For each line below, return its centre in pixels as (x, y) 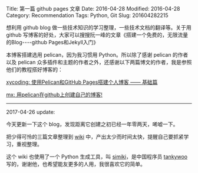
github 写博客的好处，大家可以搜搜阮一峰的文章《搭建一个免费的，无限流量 (97, 35)
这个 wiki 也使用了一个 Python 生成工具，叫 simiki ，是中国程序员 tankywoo (97, 156)
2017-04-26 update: (31, 112)
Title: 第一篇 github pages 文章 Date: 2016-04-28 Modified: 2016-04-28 (93, 9)
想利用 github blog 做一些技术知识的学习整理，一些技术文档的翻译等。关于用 (99, 27)
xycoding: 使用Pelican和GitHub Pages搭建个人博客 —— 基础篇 (82, 82)
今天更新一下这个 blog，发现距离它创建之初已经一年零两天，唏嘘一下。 (92, 124)
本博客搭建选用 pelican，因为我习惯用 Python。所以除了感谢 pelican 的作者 (97, 55)
